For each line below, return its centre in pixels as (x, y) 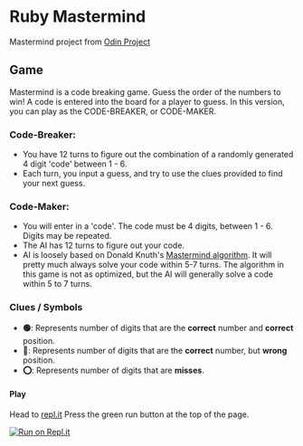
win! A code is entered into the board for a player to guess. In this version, (147, 101)
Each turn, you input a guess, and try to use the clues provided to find (152, 174)
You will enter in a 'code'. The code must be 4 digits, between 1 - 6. (147, 226)
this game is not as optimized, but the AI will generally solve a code (148, 274)
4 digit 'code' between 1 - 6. (75, 164)
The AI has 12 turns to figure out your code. (104, 245)
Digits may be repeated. (67, 236)
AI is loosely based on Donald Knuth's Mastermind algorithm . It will (147, 255)
